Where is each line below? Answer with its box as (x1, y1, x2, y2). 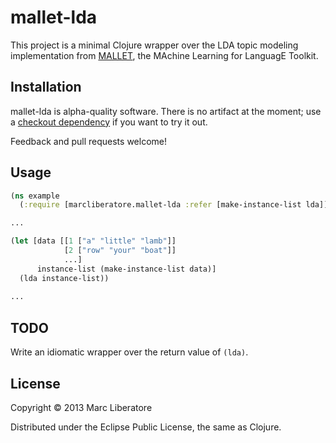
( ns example (10, 191, 60, 201)
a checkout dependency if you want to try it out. (10, 116, 208, 128)
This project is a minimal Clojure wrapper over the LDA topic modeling (10, 39, 299, 51)
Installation (10, 79, 82, 96)
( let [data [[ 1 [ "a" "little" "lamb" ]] (10, 236, 177, 246)
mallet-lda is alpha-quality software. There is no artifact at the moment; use (10, 105, 322, 117)
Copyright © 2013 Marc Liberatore (10, 401, 153, 413)
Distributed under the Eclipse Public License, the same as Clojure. (10, 421, 282, 433)
